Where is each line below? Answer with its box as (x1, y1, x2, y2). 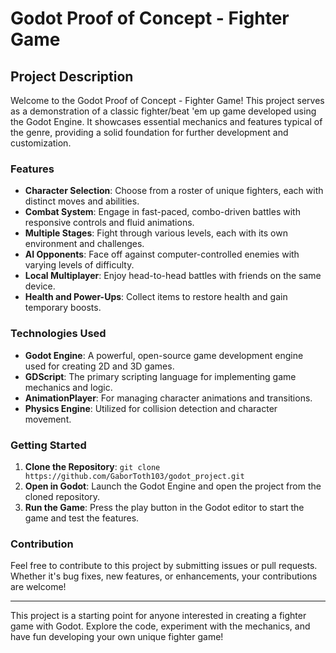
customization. (10, 137, 72, 149)
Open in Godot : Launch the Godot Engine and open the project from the (24, 480, 322, 492)
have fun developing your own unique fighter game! (10, 631, 224, 643)
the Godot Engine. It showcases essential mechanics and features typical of (10, 116, 323, 127)
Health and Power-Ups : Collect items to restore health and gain (24, 291, 288, 303)
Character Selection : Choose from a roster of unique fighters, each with (24, 185, 324, 197)
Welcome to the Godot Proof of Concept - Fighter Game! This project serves (10, 95, 325, 106)
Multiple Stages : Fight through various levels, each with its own (24, 227, 288, 239)
